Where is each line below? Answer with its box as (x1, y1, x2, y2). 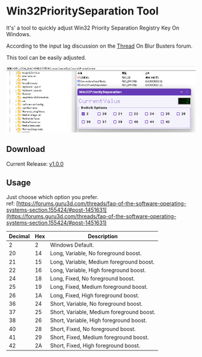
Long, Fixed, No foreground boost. (50, 275, 135, 282)
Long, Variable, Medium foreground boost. (50, 258, 155, 265)
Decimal (8, 232, 30, 239)
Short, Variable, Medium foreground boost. (50, 309, 156, 316)
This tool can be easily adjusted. (6, 54, 87, 61)
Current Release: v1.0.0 (6, 160, 64, 167)
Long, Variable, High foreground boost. (50, 267, 146, 274)
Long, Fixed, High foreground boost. (50, 291, 139, 299)
